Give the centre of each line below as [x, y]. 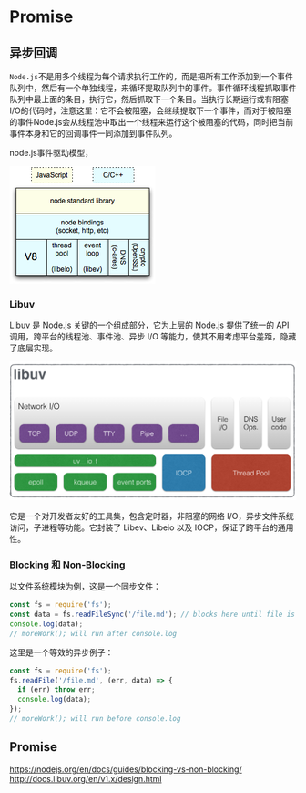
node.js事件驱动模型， [51, 153]
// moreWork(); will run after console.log [93, 633]
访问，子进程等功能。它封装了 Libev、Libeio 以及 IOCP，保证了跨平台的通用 [152, 527]
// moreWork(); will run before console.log [95, 719]
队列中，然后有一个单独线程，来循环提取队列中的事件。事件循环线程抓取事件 [153, 88]
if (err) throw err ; [56, 690]
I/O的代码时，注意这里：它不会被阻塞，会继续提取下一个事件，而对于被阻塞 [151, 110]
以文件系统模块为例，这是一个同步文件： [85, 587]
